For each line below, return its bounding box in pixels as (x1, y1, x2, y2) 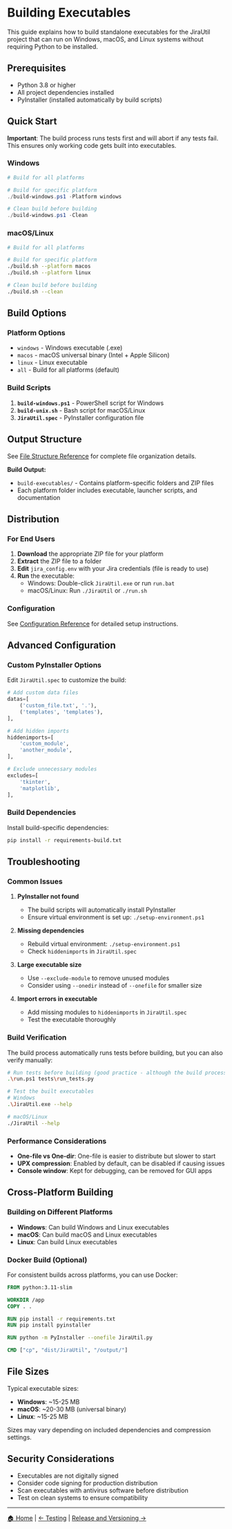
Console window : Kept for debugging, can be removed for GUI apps (17, 1166, 213, 1174)
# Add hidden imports (7, 727, 70, 734)
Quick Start (7, 115, 57, 127)
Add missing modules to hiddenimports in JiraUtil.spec (27, 1008, 187, 1017)
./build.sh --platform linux (7, 270, 91, 276)
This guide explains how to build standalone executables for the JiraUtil (7, 28, 211, 36)
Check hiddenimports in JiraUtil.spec (27, 947, 137, 955)
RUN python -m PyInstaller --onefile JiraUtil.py (7, 1334, 153, 1342)
